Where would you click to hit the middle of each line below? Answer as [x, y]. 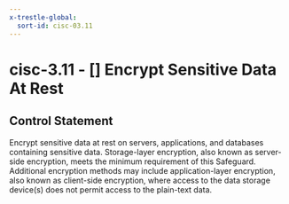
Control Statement [61, 121]
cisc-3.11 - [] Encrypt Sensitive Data [143, 70]
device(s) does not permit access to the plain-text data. [111, 189]
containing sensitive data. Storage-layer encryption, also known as [131, 152]
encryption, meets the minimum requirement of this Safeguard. [141, 161]
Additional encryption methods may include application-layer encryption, [143, 170]
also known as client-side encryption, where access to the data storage [140, 180]
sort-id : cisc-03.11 [55, 26]
